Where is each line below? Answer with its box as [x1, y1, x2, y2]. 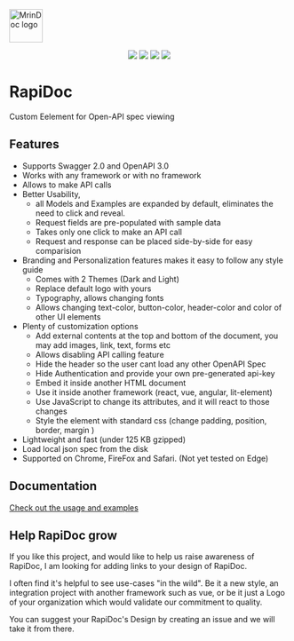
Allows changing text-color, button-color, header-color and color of [35, 302, 282, 313]
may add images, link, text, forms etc [35, 339, 171, 350]
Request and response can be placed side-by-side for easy [35, 235, 253, 247]
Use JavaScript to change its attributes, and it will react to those [35, 396, 270, 407]
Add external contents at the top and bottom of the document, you [35, 330, 279, 341]
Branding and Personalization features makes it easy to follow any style [21, 255, 284, 265]
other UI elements [35, 311, 101, 322]
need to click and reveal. [35, 208, 126, 218]
